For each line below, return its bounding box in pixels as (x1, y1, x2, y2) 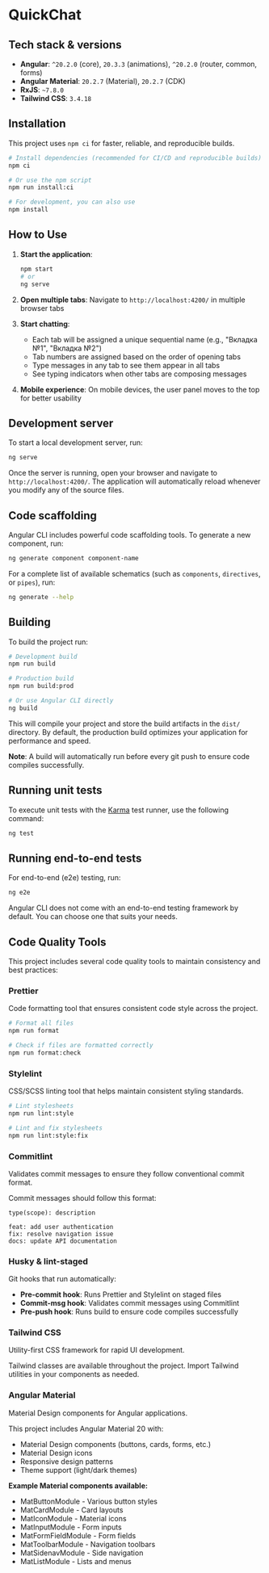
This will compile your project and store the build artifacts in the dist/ (8, 719, 241, 728)
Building (8, 615, 51, 629)
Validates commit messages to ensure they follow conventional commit (8, 1168, 245, 1178)
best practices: (8, 965, 58, 975)
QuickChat (8, 6, 82, 24)
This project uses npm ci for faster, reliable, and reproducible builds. (8, 138, 235, 148)
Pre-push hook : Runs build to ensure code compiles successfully (19, 1307, 238, 1317)
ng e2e (8, 888, 31, 897)
